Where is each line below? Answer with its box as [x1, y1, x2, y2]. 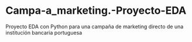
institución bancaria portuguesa [5, 29, 83, 36]
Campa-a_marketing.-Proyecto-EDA [5, 4, 187, 17]
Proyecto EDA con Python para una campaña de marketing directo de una [5, 23, 184, 30]
